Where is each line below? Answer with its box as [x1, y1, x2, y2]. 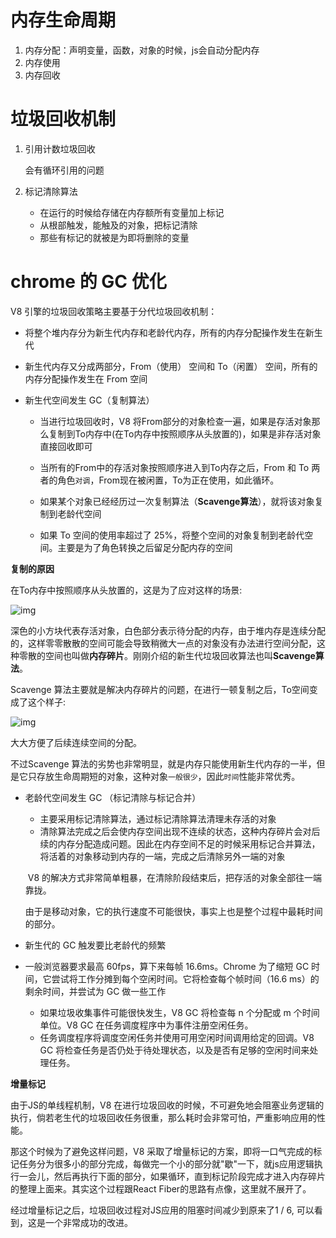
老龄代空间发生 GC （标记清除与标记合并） [24, 791, 202, 803]
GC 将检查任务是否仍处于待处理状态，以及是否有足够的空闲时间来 [39, 1044, 310, 1056]
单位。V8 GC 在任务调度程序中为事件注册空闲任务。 [39, 1019, 254, 1031]
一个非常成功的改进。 [44, 1216, 133, 1228]
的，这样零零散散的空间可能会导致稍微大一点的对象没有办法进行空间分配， [10, 637, 317, 649]
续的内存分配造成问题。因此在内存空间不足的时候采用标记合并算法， [39, 837, 321, 850]
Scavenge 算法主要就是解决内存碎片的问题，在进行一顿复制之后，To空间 [10, 683, 310, 695]
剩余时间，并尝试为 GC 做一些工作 [24, 985, 167, 997]
